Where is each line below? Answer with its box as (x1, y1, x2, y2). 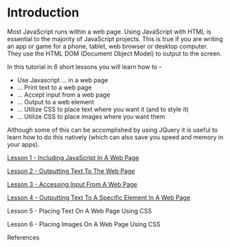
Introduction (7, 5, 80, 21)
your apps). (7, 140, 40, 148)
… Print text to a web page (16, 83, 92, 91)
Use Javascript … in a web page (16, 75, 108, 84)
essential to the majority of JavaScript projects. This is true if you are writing (7, 34, 223, 43)
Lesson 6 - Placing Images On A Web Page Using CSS (7, 220, 161, 228)
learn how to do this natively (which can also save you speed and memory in (7, 132, 224, 141)
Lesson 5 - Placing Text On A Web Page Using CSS (7, 207, 152, 215)
